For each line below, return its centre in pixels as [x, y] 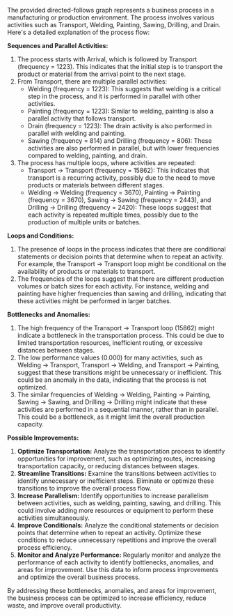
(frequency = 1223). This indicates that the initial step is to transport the [120, 67]
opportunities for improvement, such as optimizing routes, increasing [116, 459]
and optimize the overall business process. [79, 577]
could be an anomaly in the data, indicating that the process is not [112, 380]
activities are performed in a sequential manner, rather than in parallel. [118, 409]
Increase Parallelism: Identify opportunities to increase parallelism [113, 495]
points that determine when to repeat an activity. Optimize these [109, 533]
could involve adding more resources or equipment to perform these [115, 510]
